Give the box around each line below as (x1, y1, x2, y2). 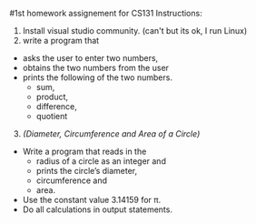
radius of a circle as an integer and (35, 156, 166, 167)
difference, (35, 101, 77, 112)
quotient (35, 111, 68, 121)
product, (35, 91, 69, 102)
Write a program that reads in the (22, 146, 147, 157)
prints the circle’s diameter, (35, 166, 138, 176)
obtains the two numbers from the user (22, 63, 170, 73)
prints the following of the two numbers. (22, 72, 172, 83)
